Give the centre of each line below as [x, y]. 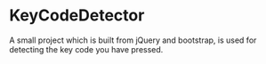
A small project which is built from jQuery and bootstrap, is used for [133, 40]
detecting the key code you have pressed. [86, 49]
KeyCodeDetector [77, 16]
